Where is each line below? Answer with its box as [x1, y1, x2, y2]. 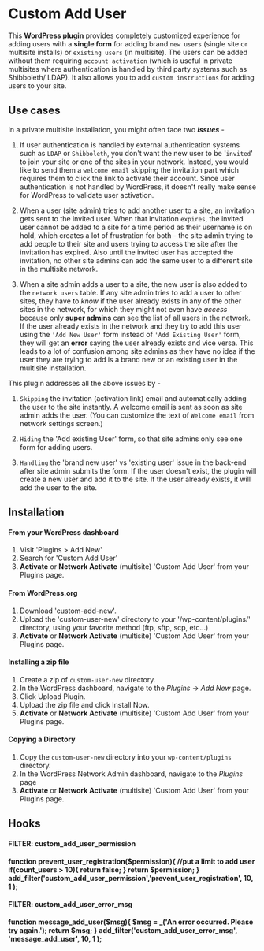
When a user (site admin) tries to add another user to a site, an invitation [19, 206, 255, 215]
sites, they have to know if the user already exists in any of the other [19, 296, 242, 306]
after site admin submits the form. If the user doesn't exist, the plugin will [19, 466, 257, 475]
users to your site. [8, 80, 67, 91]
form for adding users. [19, 442, 93, 451]
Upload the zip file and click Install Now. [19, 700, 150, 709]
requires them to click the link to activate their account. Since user [19, 173, 235, 183]
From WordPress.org [8, 588, 78, 597]
